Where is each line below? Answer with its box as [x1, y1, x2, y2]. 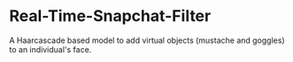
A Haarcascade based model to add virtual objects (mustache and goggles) [9, 35, 285, 45]
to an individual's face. [9, 44, 92, 54]
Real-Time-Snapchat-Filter [9, 6, 212, 26]
